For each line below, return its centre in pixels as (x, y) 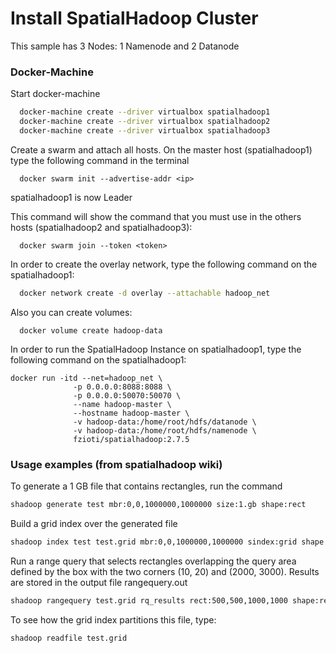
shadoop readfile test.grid (69, 638)
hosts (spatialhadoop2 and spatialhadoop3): (101, 227)
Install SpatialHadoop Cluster (134, 18)
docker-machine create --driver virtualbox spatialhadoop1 (145, 112)
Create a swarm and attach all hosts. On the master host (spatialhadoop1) (161, 149)
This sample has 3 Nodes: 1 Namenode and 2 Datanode (125, 46)
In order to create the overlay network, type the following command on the (164, 264)
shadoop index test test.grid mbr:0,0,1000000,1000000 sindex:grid (154, 542)
